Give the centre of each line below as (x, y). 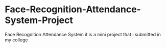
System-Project (39, 20)
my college (16, 40)
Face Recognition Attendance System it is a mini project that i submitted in (83, 34)
